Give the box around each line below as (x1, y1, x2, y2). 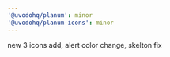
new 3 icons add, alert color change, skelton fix (7, 40, 163, 49)
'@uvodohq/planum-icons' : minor (7, 19, 114, 27)
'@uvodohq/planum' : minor (7, 11, 93, 20)
